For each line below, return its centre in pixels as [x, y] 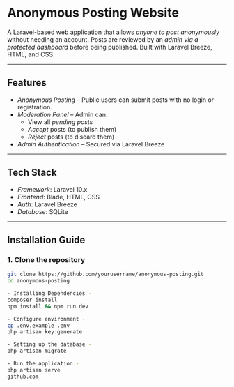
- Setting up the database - [49, 344]
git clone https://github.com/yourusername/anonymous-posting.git [106, 274]
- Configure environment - [46, 319]
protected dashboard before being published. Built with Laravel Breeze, [110, 47]
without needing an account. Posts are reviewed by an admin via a [103, 39]
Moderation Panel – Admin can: [62, 114]
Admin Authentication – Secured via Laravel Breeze [91, 144]
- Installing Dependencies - [49, 294]
